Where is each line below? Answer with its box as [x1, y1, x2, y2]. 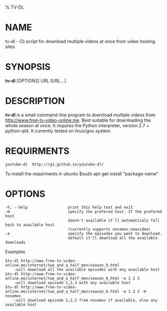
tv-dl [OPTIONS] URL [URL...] [5, 78, 66, 84]
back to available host [5, 222, 55, 227]
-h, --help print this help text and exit [5, 205, 133, 210]
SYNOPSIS [5, 61, 51, 73]
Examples [5, 248, 25, 254]
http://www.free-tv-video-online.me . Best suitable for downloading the [5, 117, 151, 123]
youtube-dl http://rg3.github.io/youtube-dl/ [5, 162, 104, 167]
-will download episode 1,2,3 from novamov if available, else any [14, 297, 157, 302]
